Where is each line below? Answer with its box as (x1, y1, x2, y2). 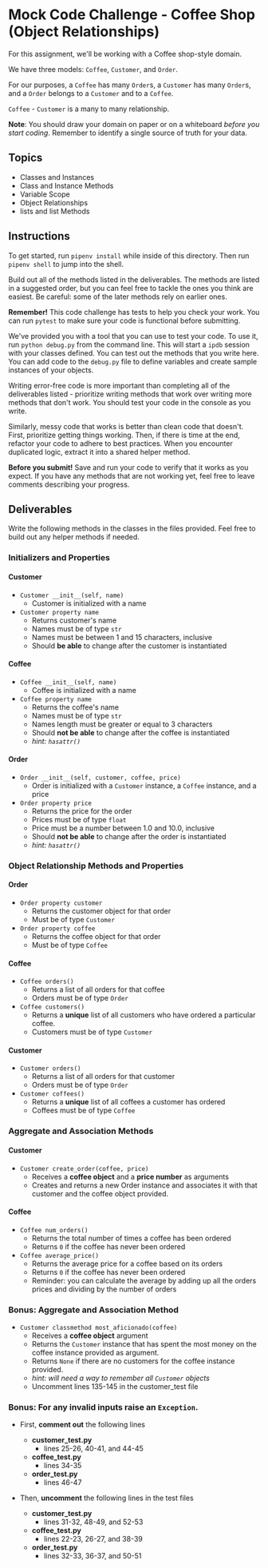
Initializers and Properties (8, 552, 110, 563)
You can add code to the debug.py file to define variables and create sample (8, 356, 258, 366)
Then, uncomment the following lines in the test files (19, 1493, 194, 1503)
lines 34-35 (43, 1461, 82, 1470)
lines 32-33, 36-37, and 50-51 (43, 1551, 142, 1561)
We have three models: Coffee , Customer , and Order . (8, 64, 178, 74)
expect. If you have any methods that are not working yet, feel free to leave (8, 471, 255, 480)
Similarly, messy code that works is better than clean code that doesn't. (8, 421, 244, 431)
